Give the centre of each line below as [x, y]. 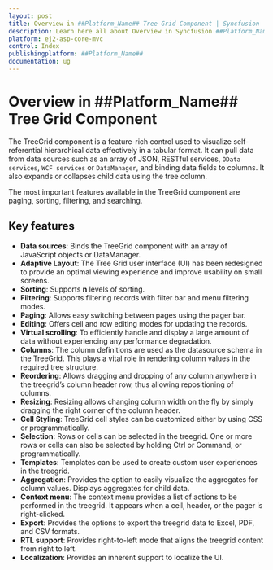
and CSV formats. [50, 531]
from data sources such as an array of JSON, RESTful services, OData [125, 159]
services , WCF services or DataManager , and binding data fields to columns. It [136, 167]
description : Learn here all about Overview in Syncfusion [110, 31]
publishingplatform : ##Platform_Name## [76, 54]
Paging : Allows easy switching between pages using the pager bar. [133, 315]
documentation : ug [39, 62]
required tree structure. [59, 366]
